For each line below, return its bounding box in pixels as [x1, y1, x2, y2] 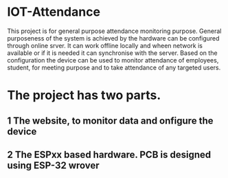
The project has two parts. [7, 87, 161, 103]
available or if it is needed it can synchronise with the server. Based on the [7, 49, 218, 57]
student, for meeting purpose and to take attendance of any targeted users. [7, 63, 221, 71]
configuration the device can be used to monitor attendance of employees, [7, 56, 219, 64]
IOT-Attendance [7, 4, 101, 20]
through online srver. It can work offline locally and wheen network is [7, 41, 203, 49]
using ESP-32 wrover [7, 159, 100, 171]
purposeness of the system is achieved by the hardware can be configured [7, 34, 220, 42]
